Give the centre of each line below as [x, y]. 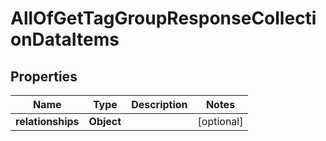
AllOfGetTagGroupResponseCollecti [163, 18]
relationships [47, 121]
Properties [44, 76]
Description [159, 104]
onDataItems [65, 39]
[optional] [220, 121]
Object [105, 121]
